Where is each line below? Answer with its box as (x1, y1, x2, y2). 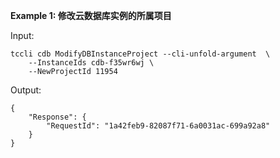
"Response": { (28, 112, 87, 122)
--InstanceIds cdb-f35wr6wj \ (28, 58, 155, 68)
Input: (10, 30, 35, 41)
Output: (10, 84, 42, 96)
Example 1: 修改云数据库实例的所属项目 (10, 10, 172, 21)
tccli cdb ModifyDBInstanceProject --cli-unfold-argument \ (10, 49, 271, 59)
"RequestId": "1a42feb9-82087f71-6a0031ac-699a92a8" (46, 121, 271, 131)
